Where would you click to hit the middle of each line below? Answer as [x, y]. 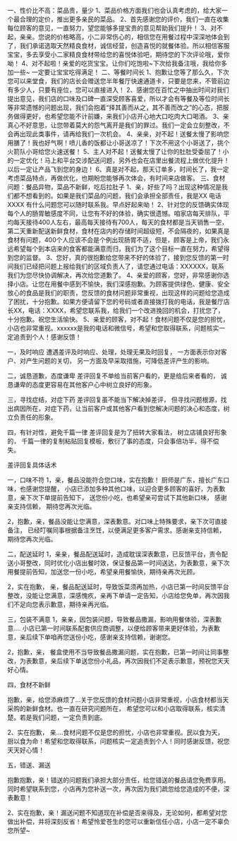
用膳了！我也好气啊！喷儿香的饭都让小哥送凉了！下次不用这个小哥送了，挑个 [119, 143]
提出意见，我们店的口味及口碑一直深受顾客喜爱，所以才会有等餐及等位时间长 [119, 99]
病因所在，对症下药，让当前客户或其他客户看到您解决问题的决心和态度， [118, 408]
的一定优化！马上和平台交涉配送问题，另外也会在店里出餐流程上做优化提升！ [119, 160]
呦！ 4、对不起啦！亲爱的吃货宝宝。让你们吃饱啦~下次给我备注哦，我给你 [114, 63]
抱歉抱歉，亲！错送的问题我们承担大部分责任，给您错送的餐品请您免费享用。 [119, 780]
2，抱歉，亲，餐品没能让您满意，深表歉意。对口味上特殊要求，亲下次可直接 [117, 521]
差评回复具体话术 [32, 465]
